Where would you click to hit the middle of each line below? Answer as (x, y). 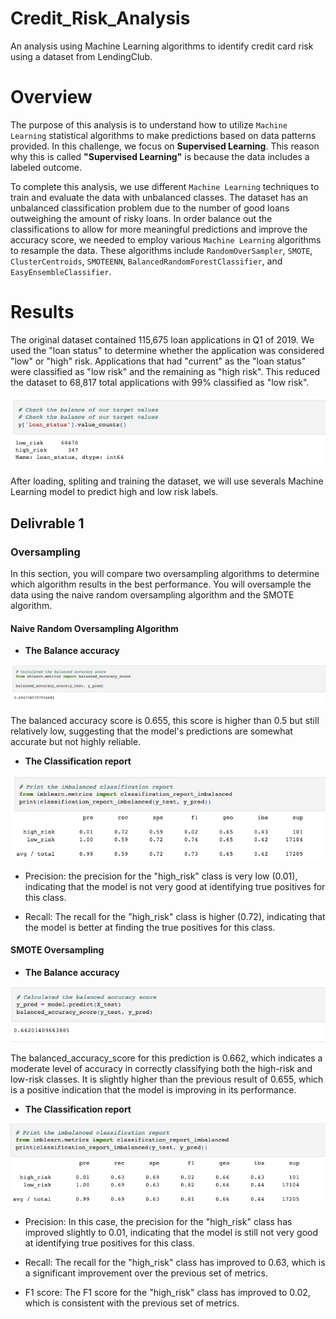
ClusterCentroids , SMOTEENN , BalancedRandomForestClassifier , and (146, 261)
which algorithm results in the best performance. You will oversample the (161, 584)
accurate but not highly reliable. (76, 742)
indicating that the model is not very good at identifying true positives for (175, 886)
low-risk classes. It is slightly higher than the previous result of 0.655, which (167, 1079)
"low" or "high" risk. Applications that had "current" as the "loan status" (158, 361)
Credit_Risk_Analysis (100, 18)
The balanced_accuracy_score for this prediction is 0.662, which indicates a (166, 1058)
